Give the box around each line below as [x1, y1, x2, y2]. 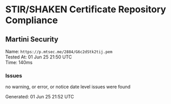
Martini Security [5, 35, 59, 44]
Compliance [5, 14, 58, 26]
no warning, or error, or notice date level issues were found [5, 84, 131, 90]
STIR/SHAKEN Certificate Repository [5, 4, 166, 15]
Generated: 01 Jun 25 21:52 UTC [5, 94, 74, 100]
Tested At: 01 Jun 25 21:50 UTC [5, 54, 72, 60]
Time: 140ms [5, 59, 33, 65]
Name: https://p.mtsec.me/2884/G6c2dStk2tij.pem [5, 49, 113, 54]
